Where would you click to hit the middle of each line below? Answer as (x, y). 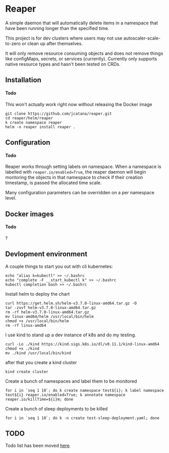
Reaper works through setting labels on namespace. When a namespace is (83, 167)
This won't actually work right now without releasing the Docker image (79, 104)
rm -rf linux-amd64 (26, 325)
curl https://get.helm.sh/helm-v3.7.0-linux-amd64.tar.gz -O (71, 303)
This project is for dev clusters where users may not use (64, 38)
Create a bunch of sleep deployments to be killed (56, 408)
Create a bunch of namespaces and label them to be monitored (71, 381)
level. (11, 198)
